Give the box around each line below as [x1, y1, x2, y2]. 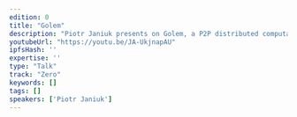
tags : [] [9, 86, 42, 95]
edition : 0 [9, 12, 49, 22]
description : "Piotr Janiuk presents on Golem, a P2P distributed [9, 29, 259, 38]
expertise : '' [9, 54, 62, 62]
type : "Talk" [9, 62, 57, 71]
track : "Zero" [9, 70, 62, 79]
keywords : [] [9, 78, 57, 87]
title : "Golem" [9, 21, 65, 30]
